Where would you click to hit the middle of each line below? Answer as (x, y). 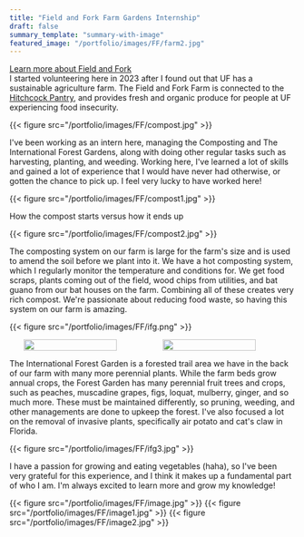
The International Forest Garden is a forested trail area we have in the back (149, 364)
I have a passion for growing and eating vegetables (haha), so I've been (143, 466)
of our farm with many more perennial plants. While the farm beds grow (143, 374)
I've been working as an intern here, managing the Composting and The (144, 142)
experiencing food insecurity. (64, 107)
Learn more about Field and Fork (70, 69)
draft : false (34, 26)
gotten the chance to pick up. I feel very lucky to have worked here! (136, 181)
